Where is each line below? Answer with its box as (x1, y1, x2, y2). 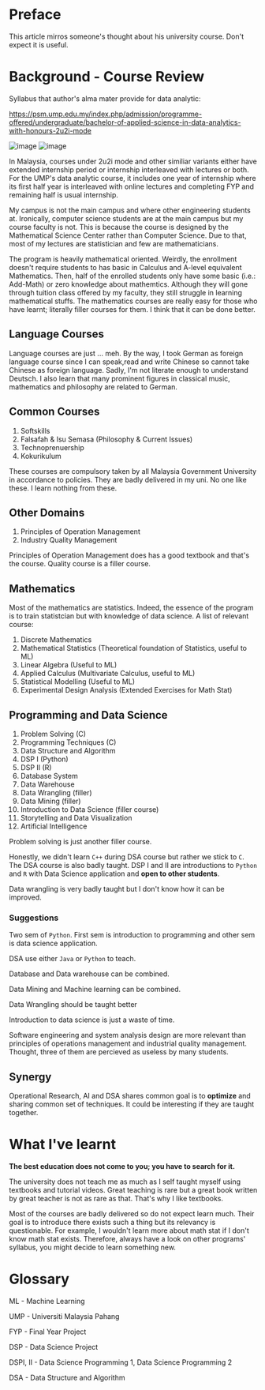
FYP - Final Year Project (9, 1327, 87, 1336)
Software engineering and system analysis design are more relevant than (9, 1031, 247, 1040)
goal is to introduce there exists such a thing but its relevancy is (9, 1217, 216, 1227)
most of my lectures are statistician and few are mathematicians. (9, 239, 219, 248)
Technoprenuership (20, 442, 85, 452)
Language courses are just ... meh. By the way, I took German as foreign (9, 348, 244, 358)
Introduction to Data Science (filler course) (20, 804, 159, 814)
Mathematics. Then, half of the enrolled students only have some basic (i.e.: (9, 271, 256, 280)
